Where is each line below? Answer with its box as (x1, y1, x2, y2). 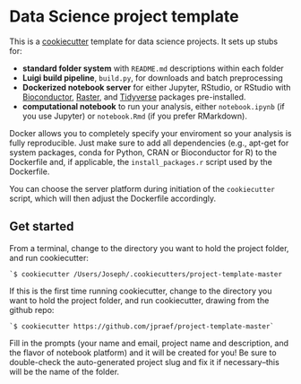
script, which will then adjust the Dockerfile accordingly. (9, 193, 217, 204)
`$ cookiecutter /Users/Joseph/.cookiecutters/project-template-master (9, 269, 282, 279)
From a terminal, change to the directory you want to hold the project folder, (9, 242, 289, 253)
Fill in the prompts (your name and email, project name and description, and (9, 337, 289, 348)
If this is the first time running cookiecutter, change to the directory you (9, 285, 272, 296)
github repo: (9, 304, 55, 315)
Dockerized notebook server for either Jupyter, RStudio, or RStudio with (21, 82, 291, 92)
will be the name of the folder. (9, 366, 119, 377)
